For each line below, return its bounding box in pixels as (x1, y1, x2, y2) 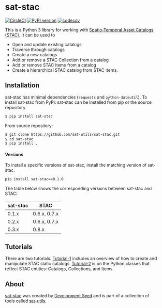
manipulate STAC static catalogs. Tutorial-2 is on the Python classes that (5, 261, 150, 267)
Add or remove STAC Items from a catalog (12, 62, 97, 68)
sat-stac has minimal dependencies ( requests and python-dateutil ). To (5, 94, 147, 100)
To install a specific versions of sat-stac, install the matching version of (5, 162, 147, 168)
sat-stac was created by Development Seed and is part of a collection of (5, 292, 149, 298)
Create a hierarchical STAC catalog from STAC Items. (12, 67, 118, 73)
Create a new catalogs (12, 51, 57, 57)
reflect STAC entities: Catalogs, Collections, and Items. (5, 266, 114, 272)
